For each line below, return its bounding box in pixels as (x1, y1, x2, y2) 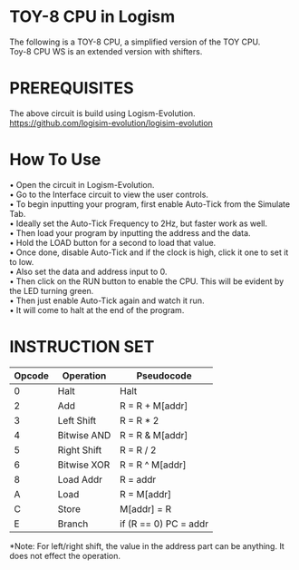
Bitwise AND (57, 428, 111, 441)
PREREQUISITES (9, 78, 134, 99)
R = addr (119, 473, 157, 486)
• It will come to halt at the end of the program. (9, 304, 185, 315)
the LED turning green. (9, 285, 94, 296)
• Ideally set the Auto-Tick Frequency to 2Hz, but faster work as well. (9, 218, 267, 229)
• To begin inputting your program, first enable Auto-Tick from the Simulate (9, 198, 291, 210)
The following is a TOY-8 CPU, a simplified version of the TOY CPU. (9, 36, 261, 47)
